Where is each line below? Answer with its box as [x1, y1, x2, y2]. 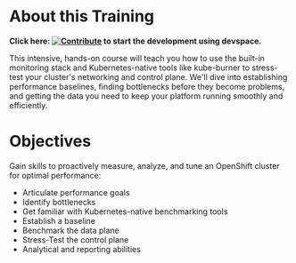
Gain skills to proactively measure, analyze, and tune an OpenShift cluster [9, 160, 280, 171]
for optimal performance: [9, 170, 102, 180]
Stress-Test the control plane [21, 234, 129, 245]
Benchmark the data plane [21, 225, 119, 235]
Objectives [9, 131, 92, 152]
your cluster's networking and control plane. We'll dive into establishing [25, 71, 288, 82]
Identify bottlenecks [21, 196, 96, 207]
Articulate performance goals [21, 187, 131, 197]
